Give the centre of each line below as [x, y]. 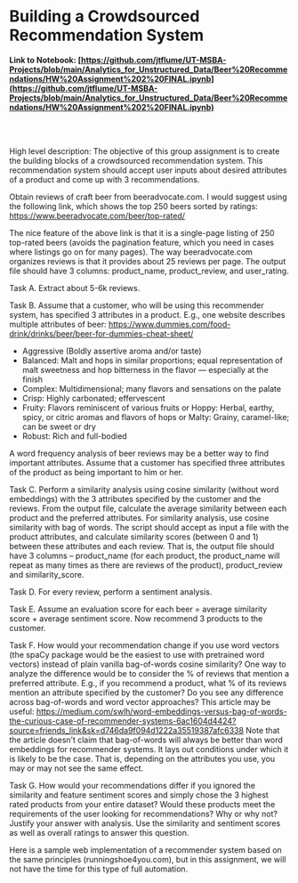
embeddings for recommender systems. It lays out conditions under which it [149, 749]
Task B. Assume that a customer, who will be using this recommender [137, 305]
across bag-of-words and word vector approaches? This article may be [140, 701]
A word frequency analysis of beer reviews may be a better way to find [139, 453]
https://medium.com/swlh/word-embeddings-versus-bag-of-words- [161, 711]
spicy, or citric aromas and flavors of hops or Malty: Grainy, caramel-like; [156, 417]
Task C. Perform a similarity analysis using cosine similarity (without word [144, 489]
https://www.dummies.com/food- [169, 324]
